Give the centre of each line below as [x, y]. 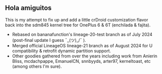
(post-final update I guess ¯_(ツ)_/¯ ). [49, 40]
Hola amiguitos [28, 8]
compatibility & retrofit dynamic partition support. [61, 51]
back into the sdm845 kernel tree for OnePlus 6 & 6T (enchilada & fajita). [78, 25]
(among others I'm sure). [37, 66]
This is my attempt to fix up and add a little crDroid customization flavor [77, 19]
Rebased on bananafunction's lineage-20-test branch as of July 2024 [82, 34]
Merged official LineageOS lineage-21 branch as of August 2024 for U [82, 45]
